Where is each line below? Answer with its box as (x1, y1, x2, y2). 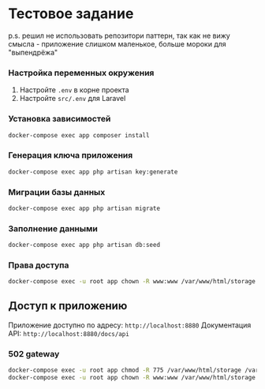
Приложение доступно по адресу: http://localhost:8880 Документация (8, 320, 252, 330)
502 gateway (8, 348, 60, 359)
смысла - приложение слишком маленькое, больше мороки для (8, 39, 226, 48)
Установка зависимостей (8, 114, 111, 125)
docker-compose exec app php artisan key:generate (8, 167, 178, 176)
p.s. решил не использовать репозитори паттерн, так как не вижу (8, 31, 230, 40)
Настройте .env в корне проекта (19, 85, 129, 95)
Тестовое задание (8, 5, 134, 23)
